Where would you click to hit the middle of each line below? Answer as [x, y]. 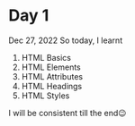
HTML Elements [51, 67]
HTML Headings [52, 86]
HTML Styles [45, 96]
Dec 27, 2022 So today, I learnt [66, 40]
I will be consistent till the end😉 [67, 113]
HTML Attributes [52, 76]
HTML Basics [46, 57]
